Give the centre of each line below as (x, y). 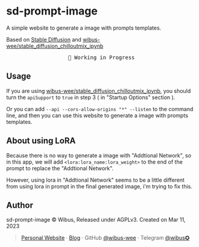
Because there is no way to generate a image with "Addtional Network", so (99, 155)
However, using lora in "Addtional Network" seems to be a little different (96, 180)
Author (20, 205)
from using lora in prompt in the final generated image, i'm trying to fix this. (99, 186)
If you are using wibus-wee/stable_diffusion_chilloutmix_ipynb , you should (99, 91)
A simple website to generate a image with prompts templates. (84, 28)
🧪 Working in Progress (101, 57)
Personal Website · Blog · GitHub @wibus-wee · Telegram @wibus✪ (105, 238)
